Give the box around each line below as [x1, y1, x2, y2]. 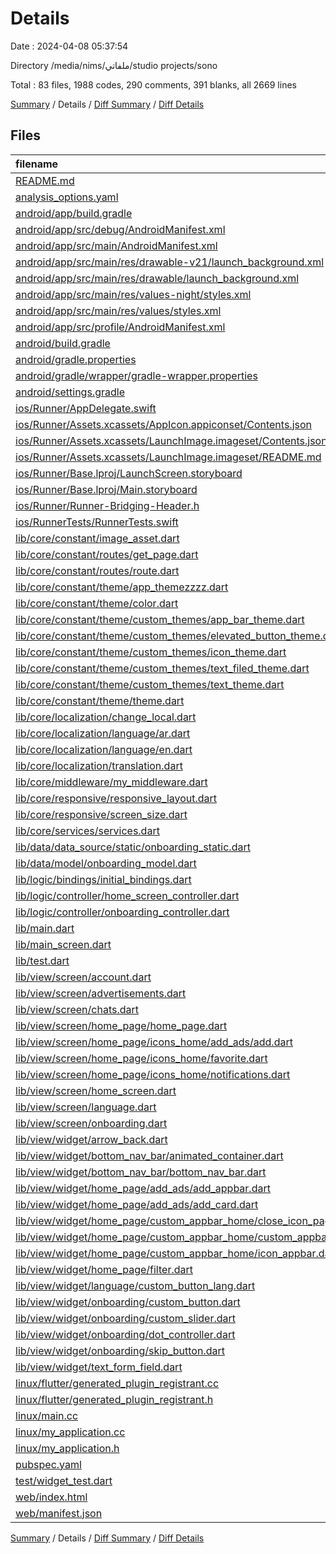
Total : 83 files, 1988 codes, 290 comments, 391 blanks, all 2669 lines [10, 78, 297, 91]
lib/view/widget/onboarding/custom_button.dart [15, 1295, 241, 1309]
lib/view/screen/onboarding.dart [15, 1116, 168, 1130]
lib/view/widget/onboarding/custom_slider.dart [15, 1311, 236, 1325]
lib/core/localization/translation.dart [15, 758, 183, 772]
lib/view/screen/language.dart [15, 1100, 157, 1114]
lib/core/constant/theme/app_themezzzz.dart [15, 580, 229, 594]
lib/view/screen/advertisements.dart [15, 986, 187, 1000]
